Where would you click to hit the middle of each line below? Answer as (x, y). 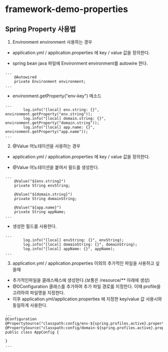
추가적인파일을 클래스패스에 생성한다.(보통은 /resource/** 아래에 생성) (81, 280)
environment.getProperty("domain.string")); (52, 123)
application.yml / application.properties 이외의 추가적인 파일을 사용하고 (83, 263)
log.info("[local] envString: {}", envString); (73, 240)
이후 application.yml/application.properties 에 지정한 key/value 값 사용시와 (87, 299)
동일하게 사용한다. (30, 305)
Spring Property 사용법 (40, 29)
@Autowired (25, 77)
